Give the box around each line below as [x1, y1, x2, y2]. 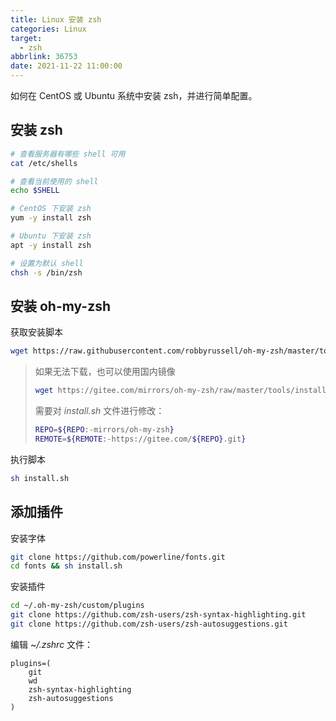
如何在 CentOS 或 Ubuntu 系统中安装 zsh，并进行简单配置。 [10, 90, 258, 101]
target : [10, 33, 43, 43]
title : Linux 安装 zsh [10, 14, 102, 25]
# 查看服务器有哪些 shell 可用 [10, 149, 126, 159]
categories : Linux [10, 24, 87, 34]
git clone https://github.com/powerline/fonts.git [10, 552, 226, 562]
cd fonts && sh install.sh [10, 561, 123, 571]
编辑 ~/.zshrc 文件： [10, 638, 94, 650]
